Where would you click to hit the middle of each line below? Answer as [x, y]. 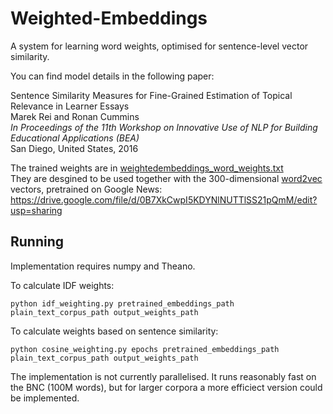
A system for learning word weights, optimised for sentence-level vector [159, 46]
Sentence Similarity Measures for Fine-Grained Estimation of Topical [151, 95]
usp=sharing [36, 210]
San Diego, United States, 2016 [74, 148]
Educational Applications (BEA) [75, 138]
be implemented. [45, 398]
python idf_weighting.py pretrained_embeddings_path [122, 303]
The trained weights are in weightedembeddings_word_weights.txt [147, 168]
